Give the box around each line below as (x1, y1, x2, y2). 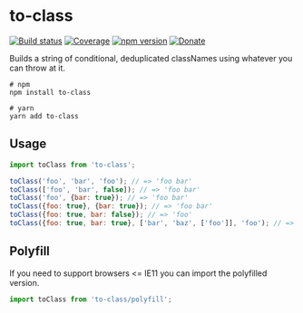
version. (9, 277, 40, 288)
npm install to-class (9, 88, 92, 97)
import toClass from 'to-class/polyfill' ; (9, 295, 172, 304)
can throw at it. (9, 62, 66, 73)
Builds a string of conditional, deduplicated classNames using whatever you (9, 52, 293, 63)
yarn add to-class (9, 111, 79, 120)
